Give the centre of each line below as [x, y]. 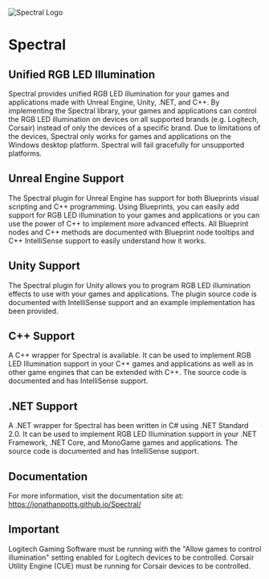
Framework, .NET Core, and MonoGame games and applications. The [123, 442]
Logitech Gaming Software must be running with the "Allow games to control [135, 548]
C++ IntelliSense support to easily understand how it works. [107, 240]
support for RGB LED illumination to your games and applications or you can [134, 215]
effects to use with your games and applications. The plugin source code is [132, 294]
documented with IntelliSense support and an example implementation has [132, 302]
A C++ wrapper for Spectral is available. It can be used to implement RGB [130, 355]
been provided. [33, 311]
